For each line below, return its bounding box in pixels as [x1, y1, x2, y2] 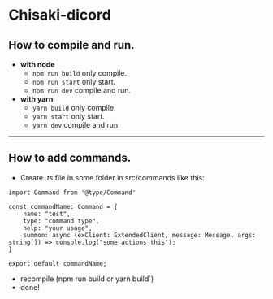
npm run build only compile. [32, 68, 128, 78]
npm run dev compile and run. [32, 85, 132, 95]
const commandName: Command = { [8, 202, 118, 210]
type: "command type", [23, 217, 100, 225]
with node [19, 59, 55, 69]
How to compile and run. [8, 38, 136, 52]
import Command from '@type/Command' [8, 188, 136, 197]
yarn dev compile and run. [32, 120, 120, 129]
